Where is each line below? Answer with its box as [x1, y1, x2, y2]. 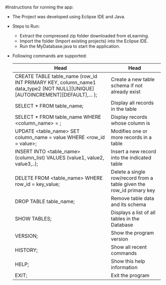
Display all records [111, 100, 154, 106]
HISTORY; [14, 247, 38, 253]
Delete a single [111, 169, 146, 175]
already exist [111, 88, 141, 95]
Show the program [111, 229, 154, 236]
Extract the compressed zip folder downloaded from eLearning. [19, 33, 149, 38]
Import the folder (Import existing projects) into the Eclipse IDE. [19, 38, 148, 44]
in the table [111, 106, 137, 112]
